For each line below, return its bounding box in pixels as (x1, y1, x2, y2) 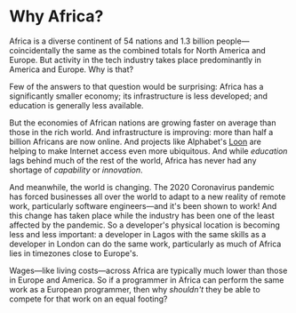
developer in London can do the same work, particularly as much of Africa (9, 238, 282, 249)
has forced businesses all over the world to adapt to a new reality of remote (9, 191, 286, 202)
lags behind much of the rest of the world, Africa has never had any (9, 155, 257, 165)
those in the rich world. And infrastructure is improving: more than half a (9, 126, 274, 137)
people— (216, 36, 250, 46)
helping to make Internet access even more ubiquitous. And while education (9, 145, 288, 156)
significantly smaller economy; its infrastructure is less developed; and (9, 91, 268, 101)
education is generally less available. (9, 100, 144, 110)
